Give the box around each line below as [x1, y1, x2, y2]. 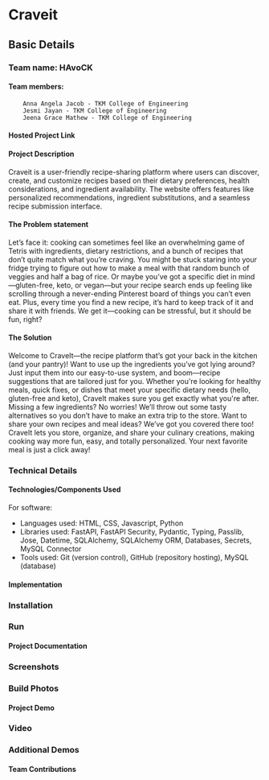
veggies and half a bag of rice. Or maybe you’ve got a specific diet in [8, 271, 237, 281]
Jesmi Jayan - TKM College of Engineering [22, 106, 167, 114]
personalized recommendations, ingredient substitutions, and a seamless [8, 192, 251, 202]
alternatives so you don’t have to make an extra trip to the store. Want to [8, 411, 247, 420]
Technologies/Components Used [8, 485, 121, 494]
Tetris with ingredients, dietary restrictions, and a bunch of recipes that [8, 246, 243, 255]
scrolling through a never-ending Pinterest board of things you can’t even [8, 288, 251, 299]
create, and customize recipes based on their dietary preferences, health [8, 175, 251, 185]
